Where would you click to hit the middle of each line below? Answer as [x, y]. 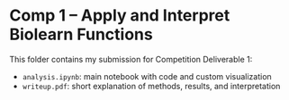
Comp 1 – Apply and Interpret [120, 16]
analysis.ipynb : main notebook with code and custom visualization [147, 76]
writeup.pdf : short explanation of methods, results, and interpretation [151, 86]
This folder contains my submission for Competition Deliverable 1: [131, 59]
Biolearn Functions [81, 34]
